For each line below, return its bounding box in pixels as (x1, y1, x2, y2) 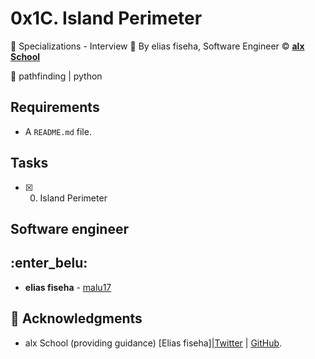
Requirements (10, 99, 100, 116)
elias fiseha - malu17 (24, 281, 112, 293)
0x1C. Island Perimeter (10, 7, 203, 30)
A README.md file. (24, 125, 92, 137)
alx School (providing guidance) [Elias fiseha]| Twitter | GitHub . (24, 337, 283, 349)
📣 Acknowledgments (10, 310, 143, 327)
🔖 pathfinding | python (10, 70, 103, 82)
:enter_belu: (10, 255, 88, 272)
